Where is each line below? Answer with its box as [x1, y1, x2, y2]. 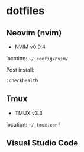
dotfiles [6, 4, 45, 18]
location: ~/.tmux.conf [6, 121, 61, 128]
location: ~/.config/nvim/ [6, 55, 69, 62]
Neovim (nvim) [6, 28, 62, 38]
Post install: [6, 66, 34, 73]
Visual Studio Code [6, 138, 79, 148]
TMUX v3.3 [14, 109, 43, 117]
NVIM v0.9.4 [14, 43, 46, 50]
